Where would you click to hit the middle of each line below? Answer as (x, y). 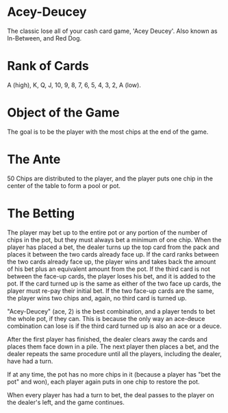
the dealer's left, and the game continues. (66, 402)
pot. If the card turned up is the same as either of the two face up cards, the (114, 283)
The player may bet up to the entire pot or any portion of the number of (107, 232)
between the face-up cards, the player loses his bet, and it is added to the (111, 276)
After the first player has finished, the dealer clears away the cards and (107, 339)
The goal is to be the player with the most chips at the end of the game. (108, 132)
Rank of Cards (48, 66)
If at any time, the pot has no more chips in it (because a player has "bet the (114, 374)
